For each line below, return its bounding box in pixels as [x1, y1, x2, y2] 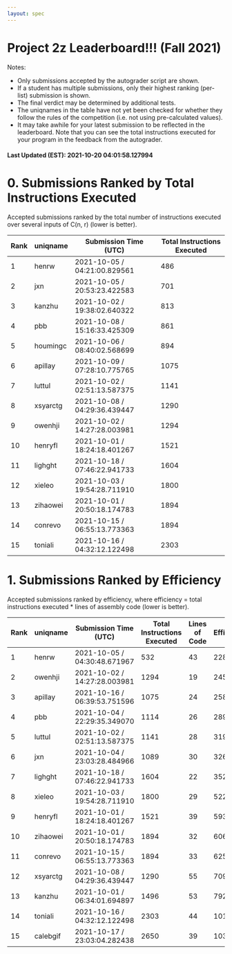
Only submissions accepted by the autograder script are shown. [17, 76, 200, 85]
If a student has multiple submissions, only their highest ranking [17, 84, 199, 92]
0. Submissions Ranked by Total [7, 175, 195, 191]
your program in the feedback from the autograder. [17, 135, 163, 143]
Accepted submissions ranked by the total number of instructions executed [7, 213, 221, 222]
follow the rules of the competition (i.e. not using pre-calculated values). [17, 113, 223, 121]
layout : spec [7, 10, 45, 17]
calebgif [34, 931, 61, 941]
